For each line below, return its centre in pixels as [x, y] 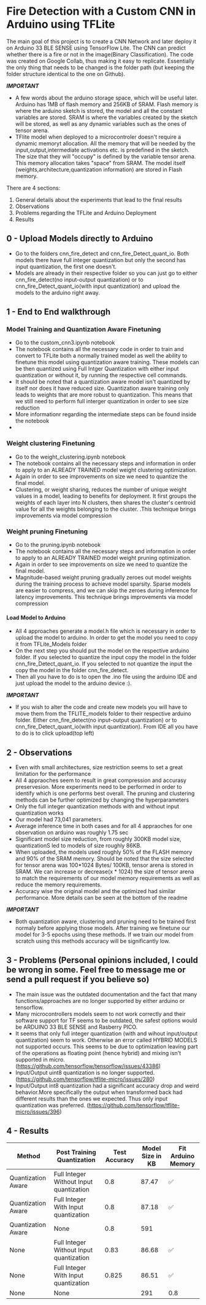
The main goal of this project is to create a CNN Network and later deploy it [101, 41]
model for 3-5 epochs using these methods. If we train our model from [104, 935]
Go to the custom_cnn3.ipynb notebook [65, 343]
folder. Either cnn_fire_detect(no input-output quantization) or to [96, 720]
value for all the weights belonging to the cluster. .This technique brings [105, 509]
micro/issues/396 [37, 1112]
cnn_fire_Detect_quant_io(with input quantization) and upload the [97, 286]
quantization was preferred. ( [52, 1105]
